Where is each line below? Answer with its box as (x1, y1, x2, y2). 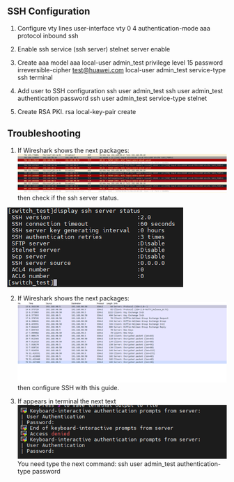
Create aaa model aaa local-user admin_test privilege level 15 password (17, 58, 224, 67)
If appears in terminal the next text (17, 397, 116, 405)
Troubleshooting (7, 128, 81, 140)
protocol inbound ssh (17, 31, 79, 40)
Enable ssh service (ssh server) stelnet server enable (17, 45, 171, 53)
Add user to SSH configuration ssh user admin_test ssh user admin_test (17, 86, 224, 95)
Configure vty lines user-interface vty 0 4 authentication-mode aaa (17, 24, 211, 32)
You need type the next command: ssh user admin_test (17, 459, 175, 468)
